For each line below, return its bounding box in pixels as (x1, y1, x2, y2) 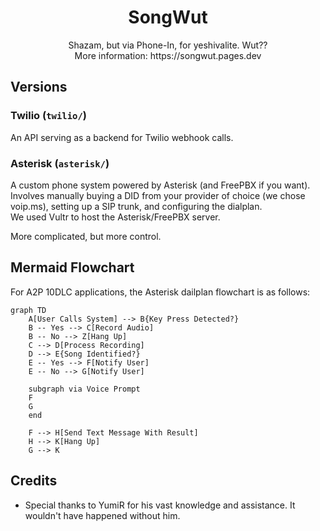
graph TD (10, 305, 47, 315)
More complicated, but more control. (10, 230, 162, 242)
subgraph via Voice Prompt (28, 384, 141, 394)
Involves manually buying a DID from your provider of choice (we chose (10, 189, 306, 201)
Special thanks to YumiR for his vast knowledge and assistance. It (24, 499, 296, 511)
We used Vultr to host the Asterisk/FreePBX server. (10, 211, 221, 223)
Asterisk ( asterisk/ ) (10, 156, 110, 170)
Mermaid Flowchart (10, 259, 135, 276)
